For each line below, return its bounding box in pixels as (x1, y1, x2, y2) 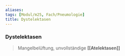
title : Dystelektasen (5, 17, 51, 22)
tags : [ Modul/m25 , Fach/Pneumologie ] (5, 12, 85, 17)
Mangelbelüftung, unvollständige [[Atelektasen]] (17, 45, 120, 51)
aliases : (5, 7, 24, 13)
